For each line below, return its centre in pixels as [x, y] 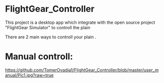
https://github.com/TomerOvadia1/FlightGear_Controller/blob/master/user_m [82, 70]
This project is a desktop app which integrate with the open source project [80, 22]
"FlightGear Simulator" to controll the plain [48, 27]
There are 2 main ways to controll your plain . [51, 37]
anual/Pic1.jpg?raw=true [29, 75]
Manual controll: [39, 57]
